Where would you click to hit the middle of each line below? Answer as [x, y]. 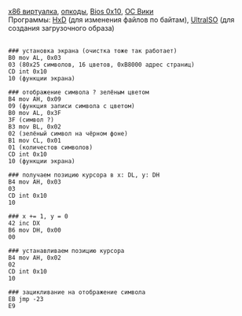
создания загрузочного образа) [62, 28]
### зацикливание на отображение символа [77, 292]
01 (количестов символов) [50, 147]
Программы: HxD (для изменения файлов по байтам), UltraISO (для [121, 20]
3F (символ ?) [31, 120]
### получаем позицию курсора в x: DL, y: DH [84, 175]
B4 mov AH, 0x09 [35, 99]
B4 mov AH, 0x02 [35, 258]
